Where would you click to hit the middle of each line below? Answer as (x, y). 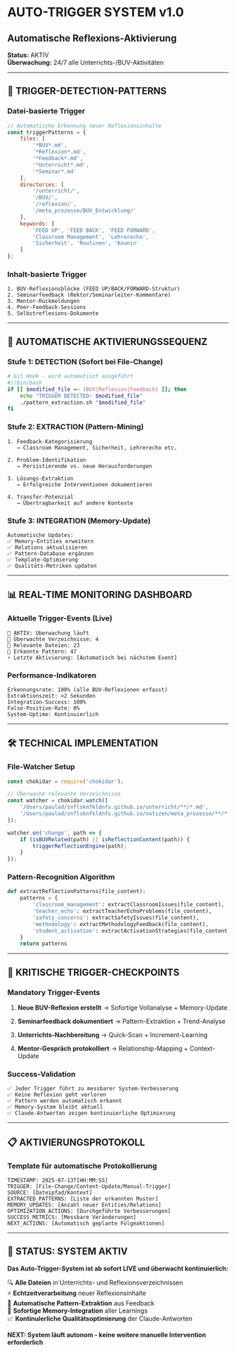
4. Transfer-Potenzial (40, 497)
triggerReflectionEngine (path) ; (80, 846)
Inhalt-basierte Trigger (47, 274)
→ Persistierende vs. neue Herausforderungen (84, 466)
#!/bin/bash (25, 383)
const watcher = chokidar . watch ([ (58, 801)
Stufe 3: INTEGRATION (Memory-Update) (79, 521)
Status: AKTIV (28, 55)
